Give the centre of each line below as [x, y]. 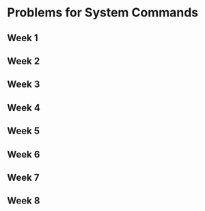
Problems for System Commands [103, 13]
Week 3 [24, 85]
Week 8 [24, 201]
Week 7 [23, 177]
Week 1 [23, 38]
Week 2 [24, 61]
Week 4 [24, 108]
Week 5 [23, 131]
